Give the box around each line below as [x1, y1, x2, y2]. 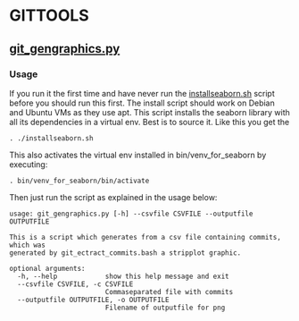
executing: [9, 158, 48, 170]
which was [9, 241, 46, 249]
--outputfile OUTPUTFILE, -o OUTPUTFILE [17, 295, 170, 304]
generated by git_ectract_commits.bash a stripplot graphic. [9, 248, 242, 258]
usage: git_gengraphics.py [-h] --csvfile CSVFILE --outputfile [9, 209, 253, 218]
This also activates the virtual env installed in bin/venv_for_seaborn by [9, 149, 267, 160]
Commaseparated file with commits [104, 287, 234, 296]
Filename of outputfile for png [104, 303, 226, 312]
